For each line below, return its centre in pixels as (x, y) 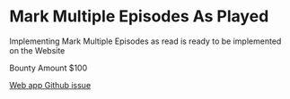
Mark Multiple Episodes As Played (139, 16)
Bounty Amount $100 (48, 68)
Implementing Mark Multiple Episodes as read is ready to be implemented (145, 41)
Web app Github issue (50, 85)
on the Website (37, 50)
